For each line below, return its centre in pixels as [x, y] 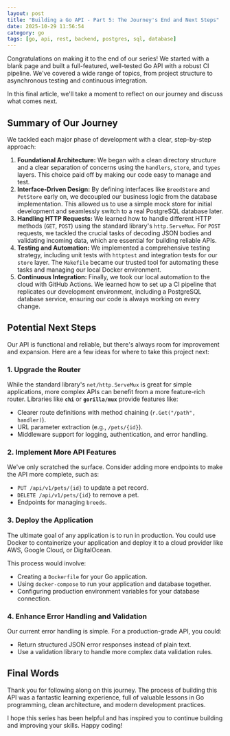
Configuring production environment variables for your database [108, 591]
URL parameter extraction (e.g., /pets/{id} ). [80, 427]
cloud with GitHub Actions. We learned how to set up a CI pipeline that [116, 284]
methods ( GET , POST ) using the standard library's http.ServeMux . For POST [119, 226]
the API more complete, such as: [53, 475]
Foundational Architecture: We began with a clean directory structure [116, 160]
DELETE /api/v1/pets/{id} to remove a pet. [78, 495]
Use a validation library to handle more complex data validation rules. [115, 651]
